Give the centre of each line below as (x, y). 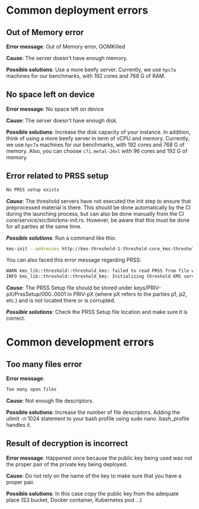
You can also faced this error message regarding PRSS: (74, 260)
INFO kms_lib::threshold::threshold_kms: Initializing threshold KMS (94, 277)
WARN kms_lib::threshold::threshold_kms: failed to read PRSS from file (98, 271)
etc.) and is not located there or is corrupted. (61, 300)
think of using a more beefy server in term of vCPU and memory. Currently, (98, 138)
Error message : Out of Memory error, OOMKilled (66, 46)
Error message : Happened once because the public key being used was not (99, 458)
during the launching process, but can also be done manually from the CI (95, 213)
